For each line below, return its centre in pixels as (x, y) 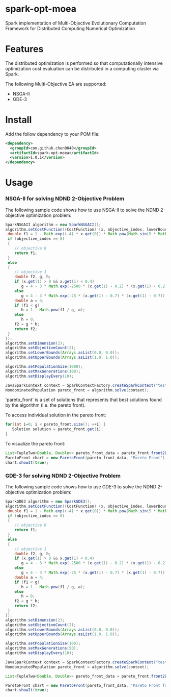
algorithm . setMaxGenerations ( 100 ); (43, 371)
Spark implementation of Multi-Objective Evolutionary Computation (76, 23)
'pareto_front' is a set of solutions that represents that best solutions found (83, 400)
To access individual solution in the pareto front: (56, 415)
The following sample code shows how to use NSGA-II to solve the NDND (82, 210)
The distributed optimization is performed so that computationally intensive (84, 63)
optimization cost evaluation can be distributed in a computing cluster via (82, 68)
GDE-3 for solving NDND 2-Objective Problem (63, 476)
